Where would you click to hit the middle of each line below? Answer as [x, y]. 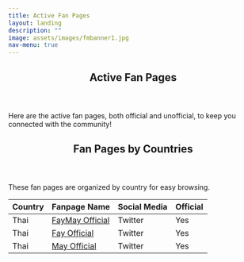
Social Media [143, 206]
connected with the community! [60, 124]
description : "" [35, 30]
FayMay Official [80, 220]
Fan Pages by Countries [133, 149]
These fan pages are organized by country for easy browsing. [109, 187]
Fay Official [72, 233]
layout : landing [35, 23]
